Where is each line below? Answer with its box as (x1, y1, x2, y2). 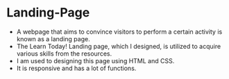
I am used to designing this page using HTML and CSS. (16, 56, 175, 65)
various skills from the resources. (16, 49, 112, 58)
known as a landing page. (16, 34, 91, 43)
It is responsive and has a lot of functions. (16, 64, 137, 72)
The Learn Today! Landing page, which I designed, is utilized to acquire (16, 42, 221, 50)
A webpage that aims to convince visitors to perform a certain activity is (16, 27, 223, 36)
